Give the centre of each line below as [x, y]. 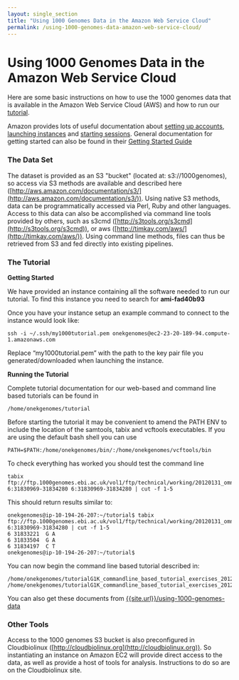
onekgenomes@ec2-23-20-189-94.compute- [172, 333]
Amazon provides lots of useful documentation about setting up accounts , [116, 126]
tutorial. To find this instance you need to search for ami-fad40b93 [106, 299]
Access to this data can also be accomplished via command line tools [109, 213]
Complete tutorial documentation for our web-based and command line [112, 388]
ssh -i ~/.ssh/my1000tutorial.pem [59, 333]
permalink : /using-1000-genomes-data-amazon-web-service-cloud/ [105, 27]
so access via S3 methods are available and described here [95, 183]
